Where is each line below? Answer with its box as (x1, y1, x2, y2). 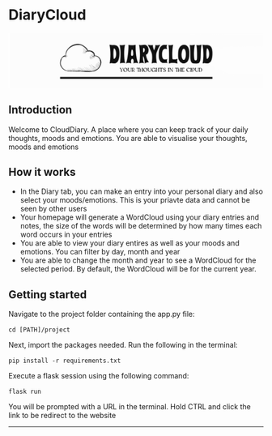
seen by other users (19, 204, 87, 214)
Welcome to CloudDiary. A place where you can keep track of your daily (8, 124, 249, 135)
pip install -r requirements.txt (8, 357, 121, 365)
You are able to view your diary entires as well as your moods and (19, 238, 240, 248)
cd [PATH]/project (8, 326, 70, 334)
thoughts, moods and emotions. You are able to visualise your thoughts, (8, 133, 249, 143)
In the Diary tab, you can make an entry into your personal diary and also (19, 186, 263, 196)
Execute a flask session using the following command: (8, 371, 189, 381)
